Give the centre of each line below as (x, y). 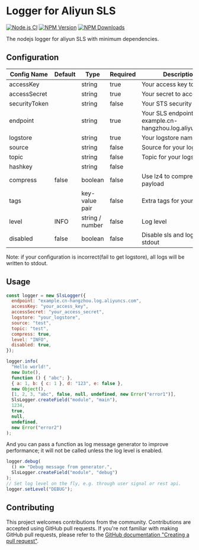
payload (153, 183)
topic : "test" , (30, 328)
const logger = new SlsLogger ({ (46, 295)
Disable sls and (163, 234)
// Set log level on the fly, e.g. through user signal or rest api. (94, 484)
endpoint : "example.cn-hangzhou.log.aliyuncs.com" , (77, 301)
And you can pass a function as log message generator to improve (87, 444)
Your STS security (166, 103)
